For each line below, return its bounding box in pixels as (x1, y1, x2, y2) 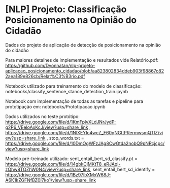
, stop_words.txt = (46, 135, 85, 141)
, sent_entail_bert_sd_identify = (90, 166, 155, 172)
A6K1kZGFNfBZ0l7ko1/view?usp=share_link (5, 177, 96, 183)
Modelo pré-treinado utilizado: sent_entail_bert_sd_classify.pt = (5, 156, 138, 162)
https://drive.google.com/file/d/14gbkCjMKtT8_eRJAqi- (5, 161, 121, 167)
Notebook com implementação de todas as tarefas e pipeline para (5, 98, 144, 104)
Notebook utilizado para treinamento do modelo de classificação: (5, 83, 142, 89)
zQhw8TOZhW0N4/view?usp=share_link (5, 166, 90, 172)
